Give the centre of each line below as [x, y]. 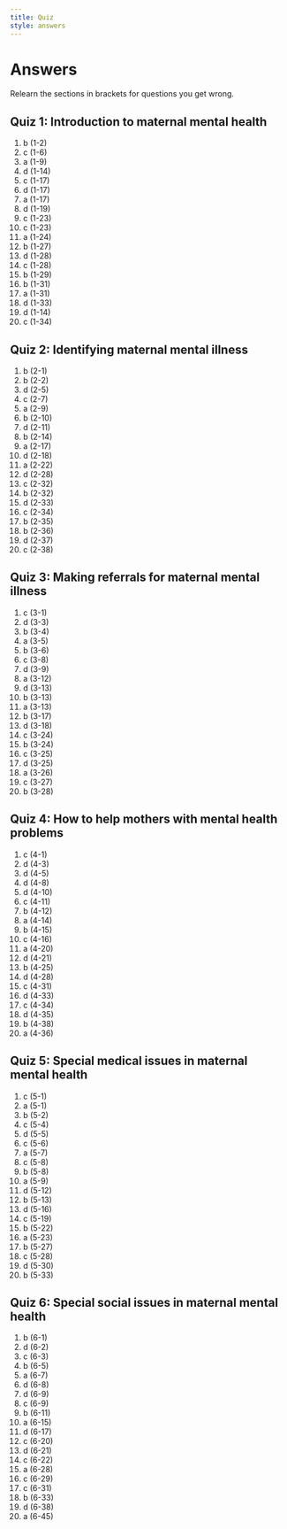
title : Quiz [32, 17]
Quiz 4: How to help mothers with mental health [144, 819]
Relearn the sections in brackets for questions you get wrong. [122, 94]
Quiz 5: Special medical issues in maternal [129, 1061]
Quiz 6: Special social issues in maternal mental [144, 1302]
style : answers [38, 26]
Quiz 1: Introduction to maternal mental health [139, 122]
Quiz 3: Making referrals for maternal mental [135, 578]
